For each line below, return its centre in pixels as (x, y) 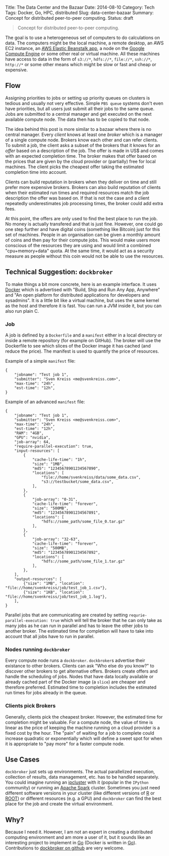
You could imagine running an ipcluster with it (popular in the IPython (77, 782)
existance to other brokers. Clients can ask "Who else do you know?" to (80, 666)
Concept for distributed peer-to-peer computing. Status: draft (69, 18)
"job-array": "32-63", (56, 539)
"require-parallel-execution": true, (54, 446)
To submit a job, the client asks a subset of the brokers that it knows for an (83, 145)
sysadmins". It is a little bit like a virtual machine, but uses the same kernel (82, 300)
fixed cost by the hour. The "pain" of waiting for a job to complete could (80, 733)
